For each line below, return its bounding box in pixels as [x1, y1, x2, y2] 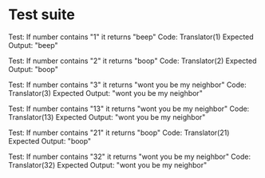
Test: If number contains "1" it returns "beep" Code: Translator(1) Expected [8, 32, 254, 42]
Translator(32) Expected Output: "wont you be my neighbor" [8, 160, 208, 169]
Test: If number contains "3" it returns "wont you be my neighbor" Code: [8, 80, 247, 89]
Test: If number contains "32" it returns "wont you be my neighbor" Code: [8, 152, 251, 161]
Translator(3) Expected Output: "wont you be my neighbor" [8, 88, 204, 97]
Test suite [8, 6, 76, 24]
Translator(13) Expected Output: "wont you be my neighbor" [8, 112, 206, 121]
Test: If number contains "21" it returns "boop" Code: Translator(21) [8, 128, 230, 137]
